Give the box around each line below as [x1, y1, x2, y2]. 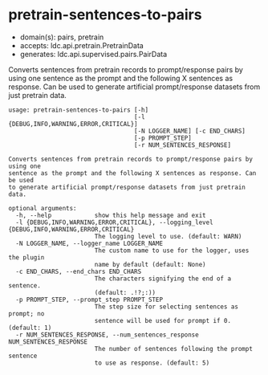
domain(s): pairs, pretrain [19, 32, 104, 42]
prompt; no [8, 309, 45, 318]
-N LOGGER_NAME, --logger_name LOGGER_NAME [15, 239, 163, 247]
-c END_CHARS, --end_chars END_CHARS [15, 267, 142, 275]
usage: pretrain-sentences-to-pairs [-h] [8, 106, 149, 114]
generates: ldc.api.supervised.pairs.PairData [19, 49, 168, 59]
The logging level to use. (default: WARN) [94, 232, 242, 240]
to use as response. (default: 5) [94, 359, 210, 367]
